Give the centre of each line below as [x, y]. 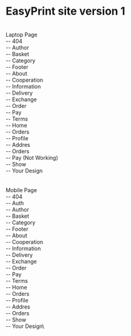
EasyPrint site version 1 [65, 11]
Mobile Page [22, 190]
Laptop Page [22, 34]
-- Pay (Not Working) [32, 157]
